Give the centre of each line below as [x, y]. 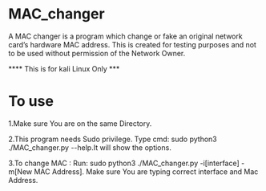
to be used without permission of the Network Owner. [97, 53]
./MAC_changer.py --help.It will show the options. [90, 147]
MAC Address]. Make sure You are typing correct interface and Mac [146, 171]
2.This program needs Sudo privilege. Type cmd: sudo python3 [113, 139]
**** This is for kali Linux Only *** [64, 68]
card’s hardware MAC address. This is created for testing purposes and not [132, 44]
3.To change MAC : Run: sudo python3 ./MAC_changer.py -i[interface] [124, 163]
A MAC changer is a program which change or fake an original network [125, 36]
